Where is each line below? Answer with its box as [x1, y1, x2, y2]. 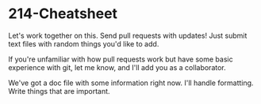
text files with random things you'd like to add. [8, 39, 159, 48]
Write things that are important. [8, 86, 110, 95]
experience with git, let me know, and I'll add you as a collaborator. [8, 62, 226, 72]
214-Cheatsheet [8, 5, 117, 23]
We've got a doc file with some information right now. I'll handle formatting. [8, 78, 254, 87]
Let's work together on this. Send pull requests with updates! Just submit [8, 31, 248, 40]
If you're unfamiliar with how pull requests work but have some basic [8, 54, 233, 64]
